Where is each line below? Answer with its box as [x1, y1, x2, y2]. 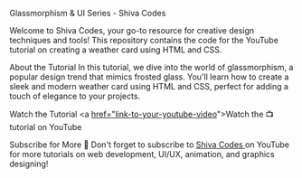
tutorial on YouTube [9, 122, 82, 132]
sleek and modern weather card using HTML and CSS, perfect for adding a [9, 81, 289, 91]
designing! [9, 158, 49, 169]
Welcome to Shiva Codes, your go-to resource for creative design [9, 25, 255, 35]
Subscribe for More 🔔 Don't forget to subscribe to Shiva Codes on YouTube [9, 139, 289, 150]
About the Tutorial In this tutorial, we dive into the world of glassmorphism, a [9, 62, 294, 72]
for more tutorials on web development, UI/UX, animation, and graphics [9, 149, 275, 159]
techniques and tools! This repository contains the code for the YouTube [9, 35, 278, 45]
